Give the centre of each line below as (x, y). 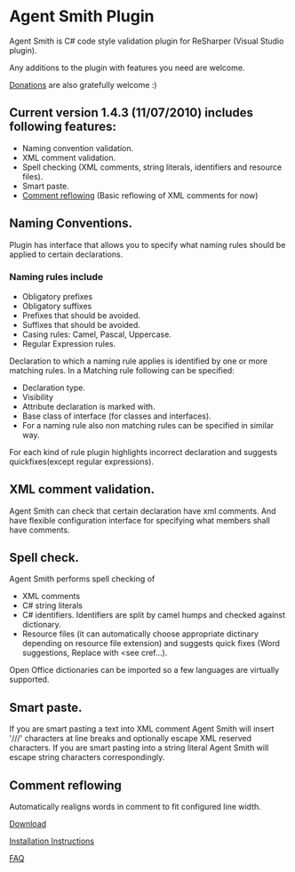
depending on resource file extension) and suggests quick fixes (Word (151, 644)
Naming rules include (56, 277)
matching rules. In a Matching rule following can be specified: (122, 370)
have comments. (40, 530)
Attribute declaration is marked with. (88, 406)
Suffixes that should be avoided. (81, 324)
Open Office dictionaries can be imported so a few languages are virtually (144, 670)
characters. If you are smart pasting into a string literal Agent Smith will (139, 748)
